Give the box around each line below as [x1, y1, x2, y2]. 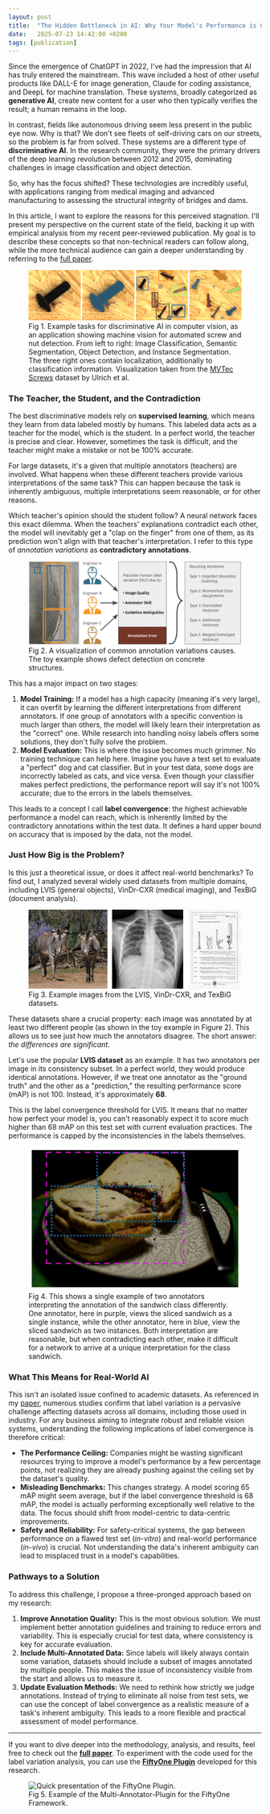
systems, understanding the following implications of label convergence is [8, 1424, 254, 1434]
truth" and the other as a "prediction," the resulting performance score [8, 1081, 242, 1090]
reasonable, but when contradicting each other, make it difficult [28, 1335, 239, 1343]
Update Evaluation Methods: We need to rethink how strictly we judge [19, 1682, 255, 1692]
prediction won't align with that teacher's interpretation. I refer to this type [8, 536, 253, 546]
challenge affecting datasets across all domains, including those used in [8, 1407, 247, 1417]
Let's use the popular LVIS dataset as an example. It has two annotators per [8, 1055, 260, 1065]
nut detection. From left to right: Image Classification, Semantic [28, 338, 238, 348]
